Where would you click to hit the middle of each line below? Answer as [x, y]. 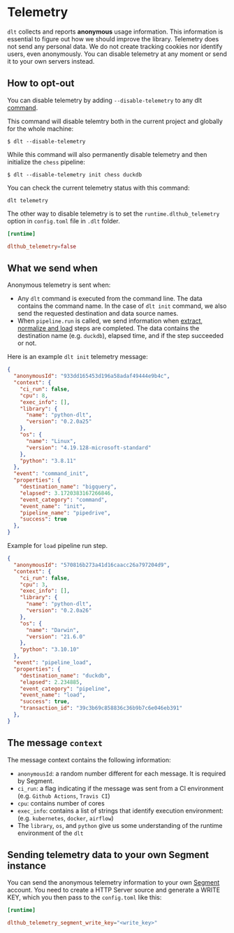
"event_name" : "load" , [53, 695]
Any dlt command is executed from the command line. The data [110, 299]
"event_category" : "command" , [64, 500]
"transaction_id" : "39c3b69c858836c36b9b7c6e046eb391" [101, 708]
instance [27, 866]
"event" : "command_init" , [51, 474]
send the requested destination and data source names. [98, 314]
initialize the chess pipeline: [46, 162]
